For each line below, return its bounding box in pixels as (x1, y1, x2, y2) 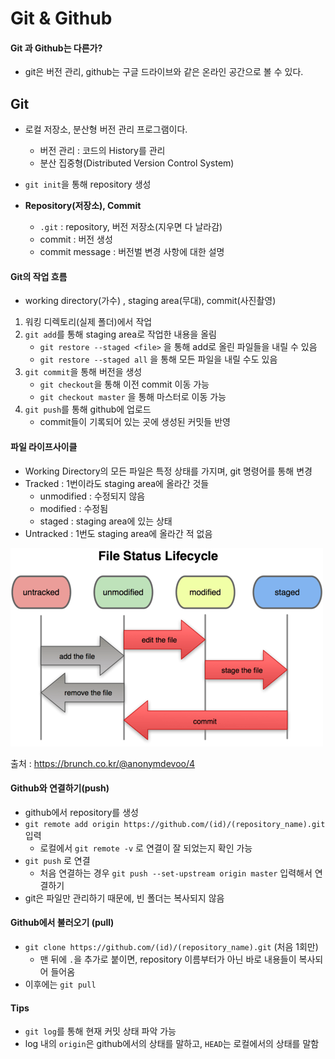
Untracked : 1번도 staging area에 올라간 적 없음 (24, 527, 213, 539)
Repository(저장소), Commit (24, 200, 142, 212)
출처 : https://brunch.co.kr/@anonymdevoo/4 (10, 757, 196, 769)
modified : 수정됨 (39, 502, 109, 514)
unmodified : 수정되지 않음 (39, 490, 146, 502)
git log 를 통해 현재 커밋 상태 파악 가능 (24, 1025, 177, 1037)
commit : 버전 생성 (39, 233, 113, 246)
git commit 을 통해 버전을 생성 (24, 366, 143, 378)
